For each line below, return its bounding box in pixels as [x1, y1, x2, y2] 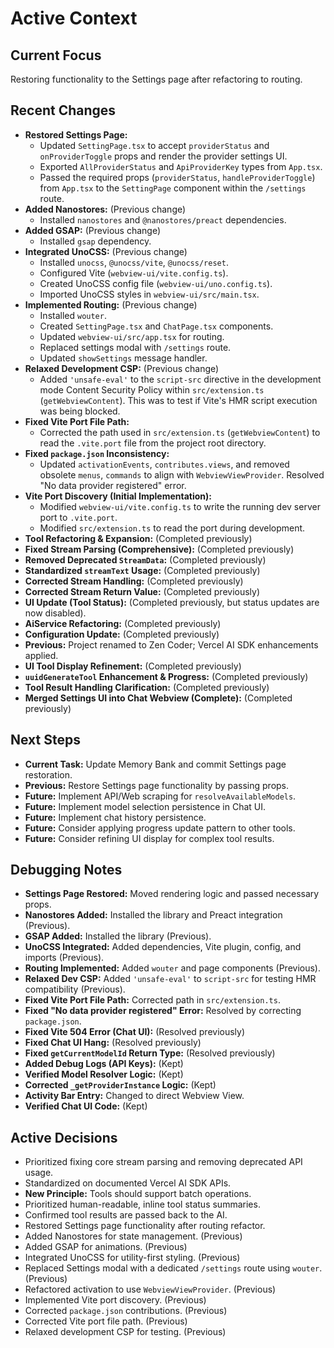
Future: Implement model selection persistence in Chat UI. [24, 800, 267, 812]
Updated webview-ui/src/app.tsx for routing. [39, 330, 225, 342]
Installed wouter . [39, 309, 107, 321]
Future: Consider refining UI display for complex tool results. [24, 832, 275, 844]
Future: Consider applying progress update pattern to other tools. [24, 822, 296, 834]
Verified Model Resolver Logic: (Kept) [24, 1068, 184, 1081]
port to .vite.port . [39, 511, 118, 523]
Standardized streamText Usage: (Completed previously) [24, 564, 261, 576]
